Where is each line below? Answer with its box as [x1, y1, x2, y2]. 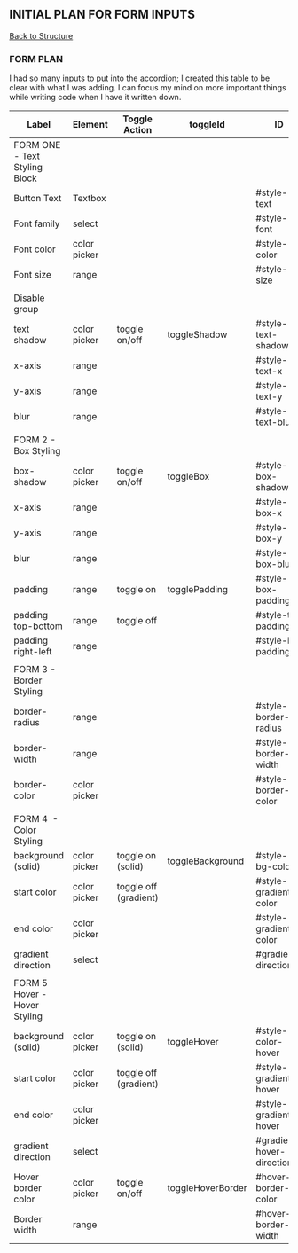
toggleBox [167, 470, 210, 482]
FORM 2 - [13, 434, 56, 446]
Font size [13, 269, 51, 281]
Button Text [13, 192, 62, 205]
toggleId [189, 119, 225, 131]
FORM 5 [13, 977, 49, 990]
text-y [255, 390, 283, 403]
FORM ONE [13, 139, 61, 152]
